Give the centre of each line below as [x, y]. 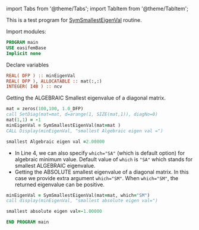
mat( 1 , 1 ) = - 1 [24, 120]
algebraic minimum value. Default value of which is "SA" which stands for [104, 159]
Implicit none [24, 53]
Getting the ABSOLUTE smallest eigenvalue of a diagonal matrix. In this [102, 172]
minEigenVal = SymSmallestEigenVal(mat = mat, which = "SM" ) [78, 195]
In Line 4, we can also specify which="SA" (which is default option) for [100, 153]
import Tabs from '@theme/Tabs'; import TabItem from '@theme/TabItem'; [97, 9]
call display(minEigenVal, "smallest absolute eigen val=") [82, 201]
